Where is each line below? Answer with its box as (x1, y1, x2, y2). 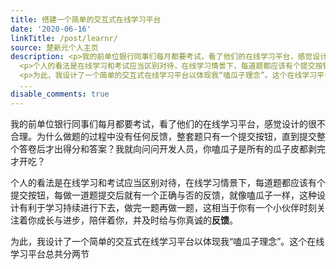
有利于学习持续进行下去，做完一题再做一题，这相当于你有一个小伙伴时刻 (18, 201, 317, 213)
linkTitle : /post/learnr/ (10, 33, 118, 43)
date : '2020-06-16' (10, 24, 92, 34)
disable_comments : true (10, 89, 110, 99)
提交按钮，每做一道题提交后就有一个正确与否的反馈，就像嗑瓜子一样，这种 (10, 189, 317, 201)
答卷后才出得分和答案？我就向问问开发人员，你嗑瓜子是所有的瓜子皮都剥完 (18, 142, 326, 155)
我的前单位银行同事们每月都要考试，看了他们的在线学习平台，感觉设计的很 (10, 117, 317, 130)
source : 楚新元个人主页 (10, 42, 99, 53)
